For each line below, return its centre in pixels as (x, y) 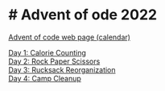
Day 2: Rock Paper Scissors (54, 61)
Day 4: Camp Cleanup (45, 78)
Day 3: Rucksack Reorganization (62, 69)
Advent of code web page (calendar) (70, 37)
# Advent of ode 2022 (83, 15)
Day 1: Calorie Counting (47, 52)
